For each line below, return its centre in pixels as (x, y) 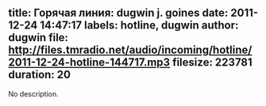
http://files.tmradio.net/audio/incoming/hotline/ (130, 50)
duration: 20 (40, 75)
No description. (34, 93)
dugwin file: (39, 38)
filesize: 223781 (212, 62)
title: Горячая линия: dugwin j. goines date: (118, 13)
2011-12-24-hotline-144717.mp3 (89, 62)
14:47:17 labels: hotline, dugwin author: (139, 26)
